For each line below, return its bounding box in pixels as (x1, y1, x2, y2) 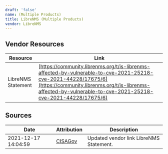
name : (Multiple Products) (5, 12, 61, 17)
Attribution (55, 126, 82, 133)
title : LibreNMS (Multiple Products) (5, 16, 84, 21)
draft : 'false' (5, 7, 37, 12)
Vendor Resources (5, 39, 64, 48)
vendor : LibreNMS (5, 21, 41, 26)
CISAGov (55, 137, 77, 144)
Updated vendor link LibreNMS (87, 134, 160, 141)
